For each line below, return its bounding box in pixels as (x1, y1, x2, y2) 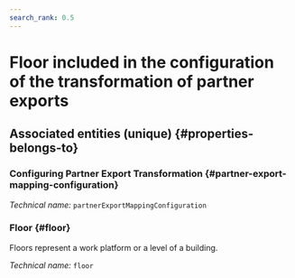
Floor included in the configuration (9, 51, 275, 72)
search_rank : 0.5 (9, 13, 75, 23)
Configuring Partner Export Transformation (9, 168, 203, 181)
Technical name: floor (9, 259, 94, 271)
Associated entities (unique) (9, 126, 173, 142)
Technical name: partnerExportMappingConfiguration (9, 199, 207, 210)
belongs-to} (9, 141, 79, 156)
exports (9, 90, 69, 111)
